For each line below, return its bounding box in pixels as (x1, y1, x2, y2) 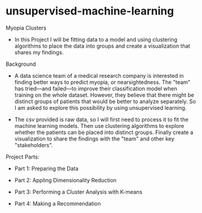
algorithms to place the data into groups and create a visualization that (14, 42, 191, 49)
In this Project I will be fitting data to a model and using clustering (14, 36, 178, 43)
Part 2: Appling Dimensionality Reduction (14, 176, 117, 183)
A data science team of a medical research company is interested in (14, 72, 184, 79)
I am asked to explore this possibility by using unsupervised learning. (14, 104, 187, 111)
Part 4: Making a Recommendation (14, 200, 101, 207)
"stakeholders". (14, 141, 53, 148)
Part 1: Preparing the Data (14, 165, 79, 172)
